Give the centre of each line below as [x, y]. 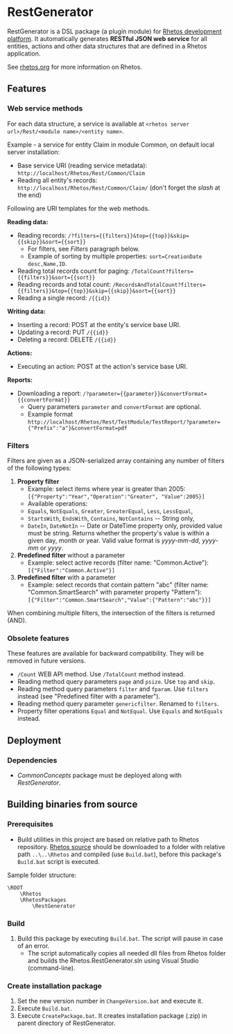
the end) [29, 194]
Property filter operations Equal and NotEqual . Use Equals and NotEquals [120, 711]
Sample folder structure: [42, 875]
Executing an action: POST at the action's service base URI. [102, 366]
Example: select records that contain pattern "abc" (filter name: [118, 585]
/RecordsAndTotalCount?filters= [159, 285]
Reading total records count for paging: [73, 271]
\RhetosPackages [43, 900]
